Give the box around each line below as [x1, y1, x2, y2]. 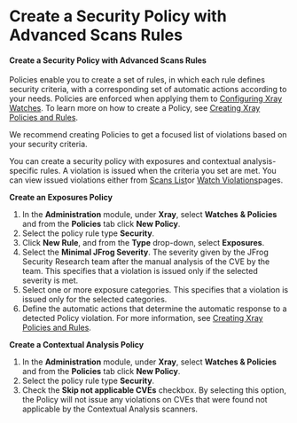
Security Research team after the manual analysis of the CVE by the [21, 256, 270, 267]
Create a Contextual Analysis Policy [9, 340, 145, 350]
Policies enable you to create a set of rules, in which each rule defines [9, 74, 266, 85]
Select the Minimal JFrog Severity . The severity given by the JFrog [21, 247, 269, 258]
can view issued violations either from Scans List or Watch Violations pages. [9, 175, 284, 185]
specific [9, 166, 39, 176]
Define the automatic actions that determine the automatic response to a [21, 303, 287, 314]
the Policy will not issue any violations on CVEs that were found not [21, 395, 268, 405]
